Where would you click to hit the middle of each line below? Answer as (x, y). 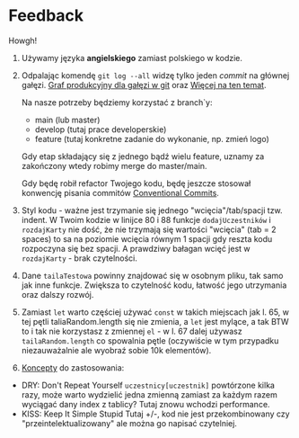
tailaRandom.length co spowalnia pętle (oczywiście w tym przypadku (150, 340)
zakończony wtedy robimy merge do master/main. (114, 165)
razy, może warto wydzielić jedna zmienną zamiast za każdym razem (149, 394)
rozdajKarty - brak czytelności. (79, 258)
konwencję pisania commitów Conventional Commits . (120, 192)
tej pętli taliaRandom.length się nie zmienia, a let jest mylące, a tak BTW (155, 321)
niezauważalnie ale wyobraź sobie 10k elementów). (116, 350)
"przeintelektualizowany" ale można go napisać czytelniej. (129, 423)
